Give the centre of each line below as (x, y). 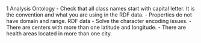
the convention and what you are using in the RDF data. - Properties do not (99, 15)
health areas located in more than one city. (59, 34)
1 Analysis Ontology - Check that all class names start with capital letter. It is (100, 9)
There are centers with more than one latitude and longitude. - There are (96, 27)
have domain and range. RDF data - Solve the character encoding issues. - (99, 21)
